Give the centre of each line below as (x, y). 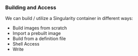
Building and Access (31, 7)
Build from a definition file (39, 38)
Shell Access (26, 44)
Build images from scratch (40, 28)
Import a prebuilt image (37, 33)
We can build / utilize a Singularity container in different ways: (69, 18)
